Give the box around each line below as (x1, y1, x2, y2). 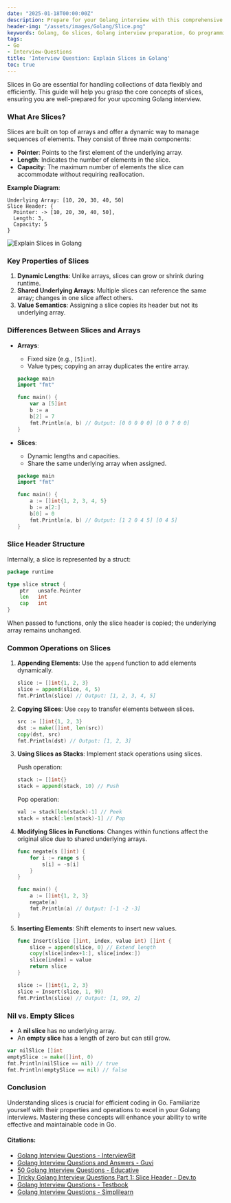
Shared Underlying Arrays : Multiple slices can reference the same (16, 286, 207, 295)
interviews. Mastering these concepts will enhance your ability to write (7, 1113, 208, 1121)
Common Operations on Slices (7, 643, 111, 652)
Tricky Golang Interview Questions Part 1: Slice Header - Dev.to (16, 1173, 197, 1181)
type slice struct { (7, 581, 67, 588)
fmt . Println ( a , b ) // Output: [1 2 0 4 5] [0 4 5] (30, 517, 178, 524)
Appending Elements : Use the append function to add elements (16, 659, 197, 668)
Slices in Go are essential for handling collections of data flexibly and (7, 80, 203, 88)
